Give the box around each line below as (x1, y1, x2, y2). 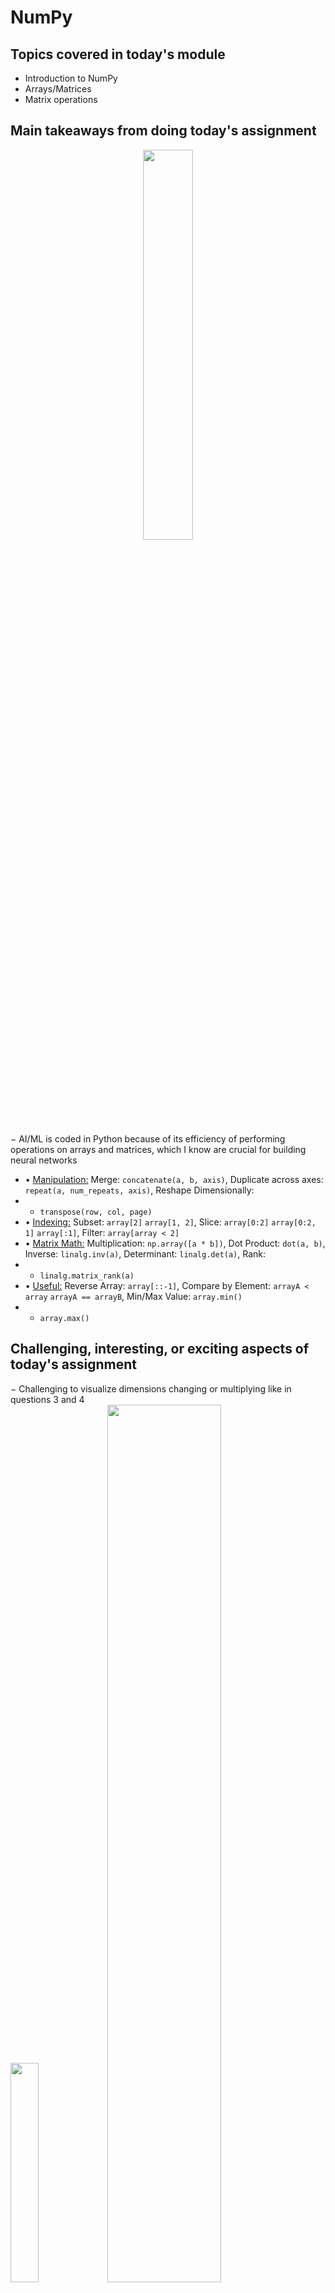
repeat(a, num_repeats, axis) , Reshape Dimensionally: (24, 1184, 255, 1196)
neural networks (10, 1154, 78, 1166)
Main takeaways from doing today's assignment (10, 122, 317, 140)
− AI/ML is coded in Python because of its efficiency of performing (10, 1132, 286, 1145)
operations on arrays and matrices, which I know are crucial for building (10, 1143, 307, 1155)
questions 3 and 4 (10, 1393, 85, 1405)
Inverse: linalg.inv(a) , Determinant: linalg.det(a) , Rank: (24, 1247, 267, 1260)
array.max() (39, 1313, 90, 1323)
